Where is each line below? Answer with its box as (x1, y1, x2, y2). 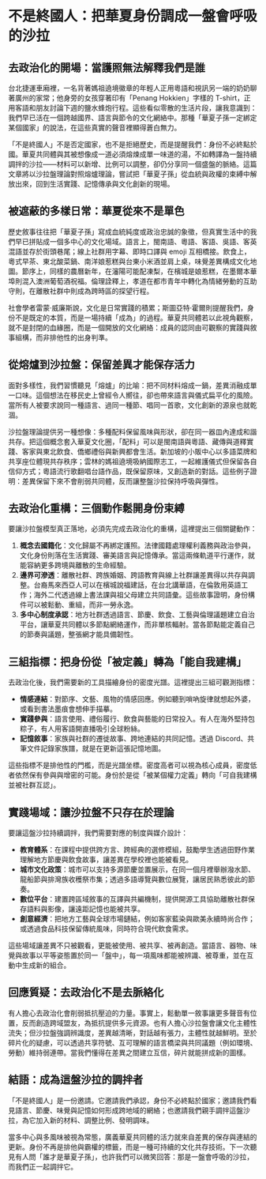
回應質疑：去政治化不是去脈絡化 (8, 985, 164, 1000)
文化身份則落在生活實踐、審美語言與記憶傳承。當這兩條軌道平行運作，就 (19, 551, 255, 560)
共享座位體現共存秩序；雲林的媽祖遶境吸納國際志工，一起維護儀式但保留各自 (8, 456, 257, 466)
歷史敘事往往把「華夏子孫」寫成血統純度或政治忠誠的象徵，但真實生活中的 (8, 227, 250, 236)
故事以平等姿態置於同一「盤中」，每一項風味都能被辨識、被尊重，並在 (21, 951, 247, 960)
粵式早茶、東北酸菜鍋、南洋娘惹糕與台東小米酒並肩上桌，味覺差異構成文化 (8, 256, 250, 266)
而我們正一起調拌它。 (8, 1162, 77, 1171)
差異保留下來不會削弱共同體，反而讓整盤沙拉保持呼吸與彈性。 (21, 476, 223, 486)
